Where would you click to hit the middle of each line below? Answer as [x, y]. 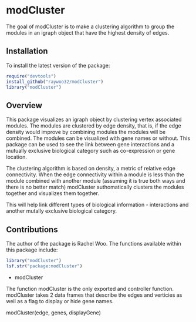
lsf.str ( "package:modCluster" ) [44, 266]
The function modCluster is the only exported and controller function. [90, 289]
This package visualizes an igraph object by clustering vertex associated [94, 120]
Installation [27, 51]
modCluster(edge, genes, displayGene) [54, 313]
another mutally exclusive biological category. [62, 211]
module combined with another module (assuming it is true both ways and [96, 181]
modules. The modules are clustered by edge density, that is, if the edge [94, 126]
